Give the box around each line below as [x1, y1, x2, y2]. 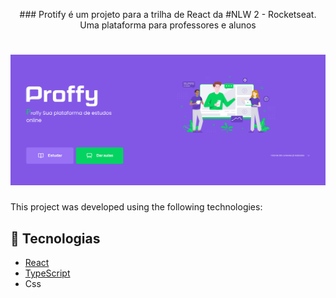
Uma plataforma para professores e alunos [79, 19, 257, 31]
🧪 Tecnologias [10, 230, 101, 247]
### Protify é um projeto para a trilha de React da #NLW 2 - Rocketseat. [19, 9, 317, 20]
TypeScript [24, 267, 71, 279]
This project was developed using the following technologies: [10, 201, 263, 213]
